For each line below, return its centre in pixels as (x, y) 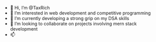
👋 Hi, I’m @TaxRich (30, 8)
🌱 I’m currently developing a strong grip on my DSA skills (70, 18)
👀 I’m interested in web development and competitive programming (80, 13)
